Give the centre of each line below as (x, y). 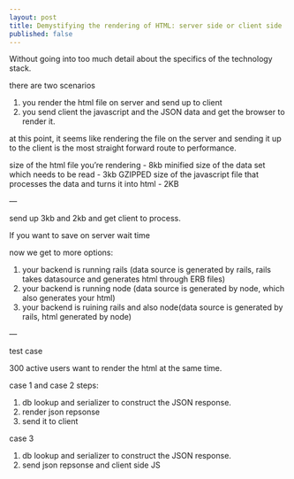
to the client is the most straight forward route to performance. (123, 148)
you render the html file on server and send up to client (122, 103)
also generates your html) (69, 298)
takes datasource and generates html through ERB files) (124, 279)
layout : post (33, 17)
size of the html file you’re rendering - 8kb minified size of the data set (137, 166)
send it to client (50, 421)
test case (26, 352)
